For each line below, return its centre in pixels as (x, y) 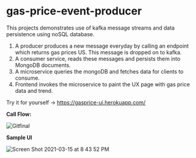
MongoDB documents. (43, 65)
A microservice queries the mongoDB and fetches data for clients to (99, 71)
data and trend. (34, 90)
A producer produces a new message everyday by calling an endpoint (102, 46)
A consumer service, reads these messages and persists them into (97, 58)
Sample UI (19, 137)
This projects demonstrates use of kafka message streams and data (90, 28)
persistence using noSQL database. (51, 34)
